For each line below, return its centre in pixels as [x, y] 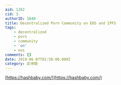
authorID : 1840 [20, 18]
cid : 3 [12, 14]
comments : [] [18, 55]
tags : [10, 28]
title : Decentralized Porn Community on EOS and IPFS [61, 23]
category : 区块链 [21, 64]
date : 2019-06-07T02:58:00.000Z [38, 59]
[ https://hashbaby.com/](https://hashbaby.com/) [53, 78]
